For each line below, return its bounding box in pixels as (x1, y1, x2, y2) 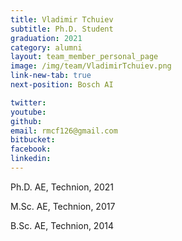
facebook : (10, 144, 52, 155)
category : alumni (10, 42, 83, 53)
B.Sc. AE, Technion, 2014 (10, 219, 114, 231)
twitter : (10, 97, 47, 108)
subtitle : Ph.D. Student (10, 24, 114, 34)
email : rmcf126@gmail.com (10, 126, 118, 136)
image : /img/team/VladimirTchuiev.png (10, 61, 172, 71)
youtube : (10, 107, 47, 117)
